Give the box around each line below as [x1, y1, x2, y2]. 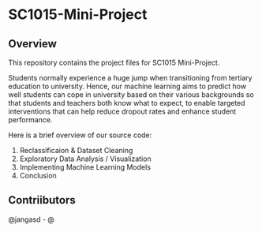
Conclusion [19, 171, 57, 180]
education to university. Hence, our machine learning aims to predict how [8, 81, 247, 91]
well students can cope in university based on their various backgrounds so [8, 90, 254, 99]
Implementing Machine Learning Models [19, 163, 152, 171]
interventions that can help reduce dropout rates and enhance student [8, 107, 237, 116]
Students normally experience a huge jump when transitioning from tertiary [8, 73, 253, 82]
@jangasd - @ [8, 215, 55, 224]
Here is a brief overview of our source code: [8, 130, 152, 140]
